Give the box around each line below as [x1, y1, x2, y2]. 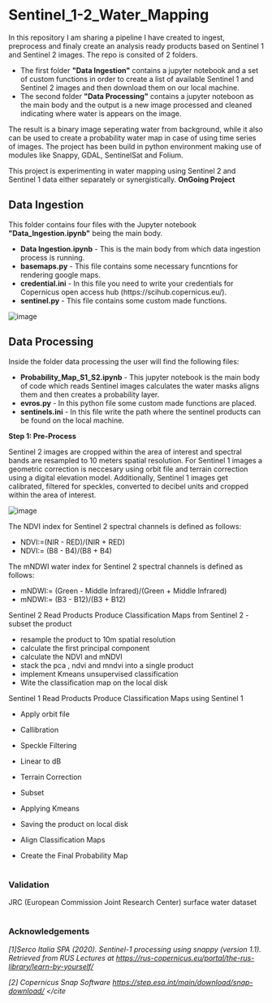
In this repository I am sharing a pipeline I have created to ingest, [8, 32, 225, 42]
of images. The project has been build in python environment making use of [8, 141, 262, 151]
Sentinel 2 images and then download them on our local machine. [19, 83, 240, 93]
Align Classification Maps [19, 834, 106, 845]
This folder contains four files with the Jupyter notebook [8, 219, 197, 229]
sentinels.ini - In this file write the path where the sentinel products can [19, 407, 261, 416]
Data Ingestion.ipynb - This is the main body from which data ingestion [19, 243, 261, 253]
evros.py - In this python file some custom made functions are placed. [19, 398, 257, 407]
